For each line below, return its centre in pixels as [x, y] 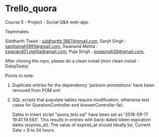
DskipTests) [17, 66]
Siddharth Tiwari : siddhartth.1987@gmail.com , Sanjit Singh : [66, 41]
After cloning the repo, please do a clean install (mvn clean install [71, 61]
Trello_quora [31, 9]
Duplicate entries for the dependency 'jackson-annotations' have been [83, 85]
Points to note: [20, 75]
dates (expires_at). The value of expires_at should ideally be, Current [81, 125]
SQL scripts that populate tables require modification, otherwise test [81, 100]
